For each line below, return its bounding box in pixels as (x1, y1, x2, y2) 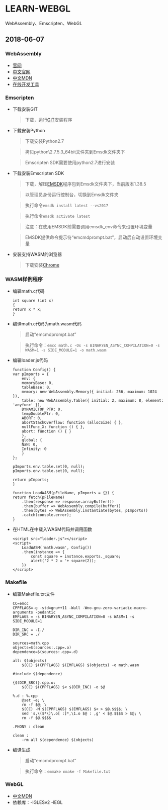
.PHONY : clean (12, 724, 45, 729)
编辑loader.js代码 (12, 357, 48, 364)
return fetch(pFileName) (12, 495, 65, 500)
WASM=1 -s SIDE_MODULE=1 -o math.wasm (25, 348, 107, 353)
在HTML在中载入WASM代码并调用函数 (12, 526, 93, 532)
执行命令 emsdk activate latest (25, 213, 91, 219)
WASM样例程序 (5, 276, 43, 283)
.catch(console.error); (22, 512, 71, 518)
